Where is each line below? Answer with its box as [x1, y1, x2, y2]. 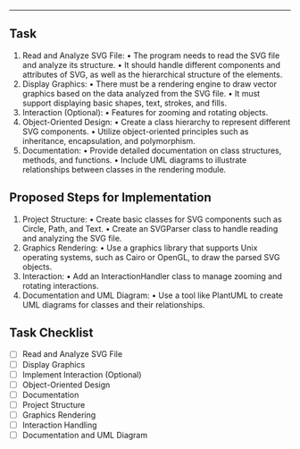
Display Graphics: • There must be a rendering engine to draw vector [21, 78, 277, 89]
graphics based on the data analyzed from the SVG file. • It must [21, 88, 261, 98]
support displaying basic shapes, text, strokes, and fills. [21, 97, 228, 108]
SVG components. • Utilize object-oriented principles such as [21, 126, 249, 137]
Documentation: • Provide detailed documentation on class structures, [21, 145, 282, 156]
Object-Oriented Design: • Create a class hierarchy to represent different [21, 116, 291, 127]
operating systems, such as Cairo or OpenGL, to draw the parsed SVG [21, 251, 280, 262]
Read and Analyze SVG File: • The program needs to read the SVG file [21, 50, 280, 61]
